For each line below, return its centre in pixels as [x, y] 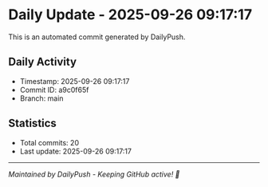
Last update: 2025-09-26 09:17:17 [75, 151]
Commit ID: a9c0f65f [54, 90]
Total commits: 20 [49, 142]
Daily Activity [43, 62]
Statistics [33, 123]
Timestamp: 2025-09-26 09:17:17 [75, 81]
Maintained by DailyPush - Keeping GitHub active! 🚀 [94, 174]
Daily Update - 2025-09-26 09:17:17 [130, 15]
